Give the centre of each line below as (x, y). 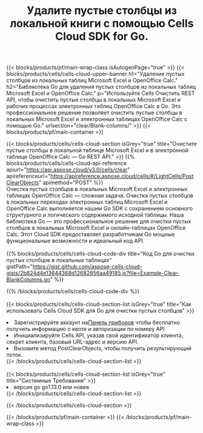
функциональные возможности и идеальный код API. (75, 241)
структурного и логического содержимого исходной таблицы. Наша (95, 215)
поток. (15, 355)
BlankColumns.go (28, 280)
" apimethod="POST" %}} (71, 182)
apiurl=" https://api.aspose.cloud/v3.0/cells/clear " (68, 170)
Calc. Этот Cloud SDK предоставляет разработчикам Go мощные (91, 234)
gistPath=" (20, 267)
